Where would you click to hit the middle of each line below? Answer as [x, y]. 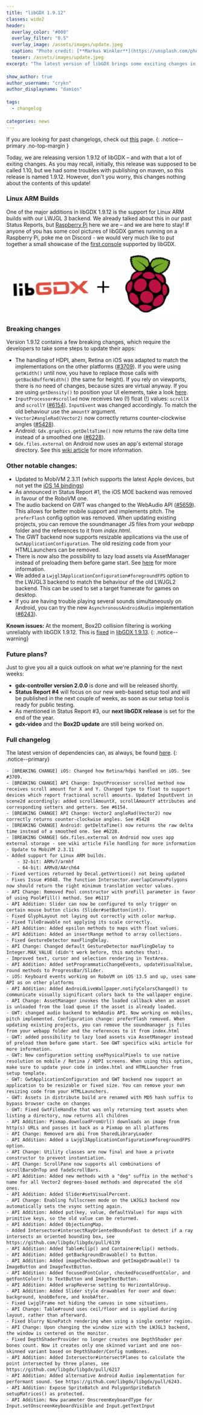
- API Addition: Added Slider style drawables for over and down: [92, 1291]
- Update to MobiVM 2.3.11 [40, 850]
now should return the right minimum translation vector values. [90, 886]
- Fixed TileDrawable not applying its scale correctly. [79, 922]
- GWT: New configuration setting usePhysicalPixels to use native [93, 1055]
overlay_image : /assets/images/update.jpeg [67, 45]
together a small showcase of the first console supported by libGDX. [91, 244]
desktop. [26, 594]
